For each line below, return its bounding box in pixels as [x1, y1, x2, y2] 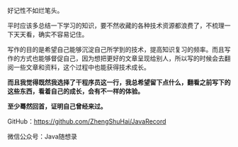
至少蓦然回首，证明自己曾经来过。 [7, 102, 107, 110]
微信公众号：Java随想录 [7, 132, 78, 141]
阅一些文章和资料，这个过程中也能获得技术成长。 [7, 63, 150, 71]
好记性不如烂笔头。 [7, 6, 64, 14]
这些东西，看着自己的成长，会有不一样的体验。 [7, 87, 144, 95]
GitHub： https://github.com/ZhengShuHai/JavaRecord [7, 117, 166, 126]
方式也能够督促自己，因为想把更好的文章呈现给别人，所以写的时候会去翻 [19, 54, 231, 62]
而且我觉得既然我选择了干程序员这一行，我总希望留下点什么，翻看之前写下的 [7, 78, 231, 87]
